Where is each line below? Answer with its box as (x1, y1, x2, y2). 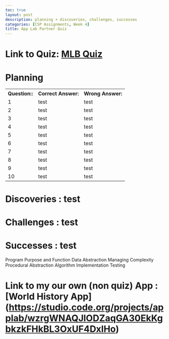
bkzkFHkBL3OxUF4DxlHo (5, 323, 116, 335)
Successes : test (5, 240, 77, 251)
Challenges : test (5, 217, 78, 228)
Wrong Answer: (83, 90, 123, 97)
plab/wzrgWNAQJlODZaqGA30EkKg (5, 312, 163, 324)
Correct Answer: (38, 90, 79, 97)
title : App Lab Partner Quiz (5, 27, 67, 32)
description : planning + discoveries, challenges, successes (5, 17, 138, 22)
